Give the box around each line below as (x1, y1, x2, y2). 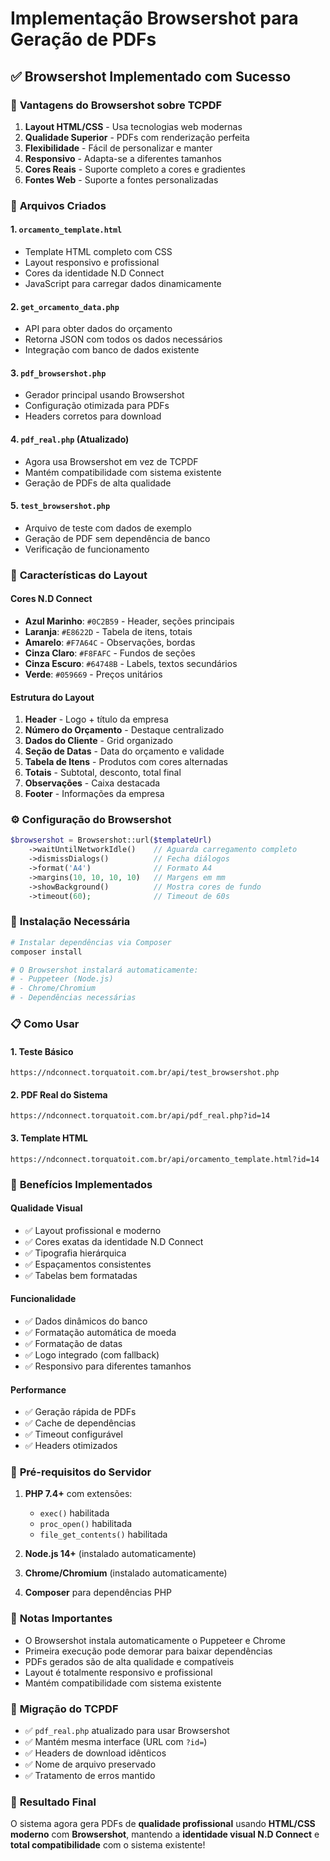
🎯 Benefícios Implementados (10, 1177, 153, 1191)
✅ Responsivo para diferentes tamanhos (24, 1360, 192, 1372)
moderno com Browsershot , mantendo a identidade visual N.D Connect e (10, 1828, 320, 1841)
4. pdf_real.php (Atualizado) (10, 433, 130, 445)
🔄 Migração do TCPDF (10, 1702, 119, 1716)
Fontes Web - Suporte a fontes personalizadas (24, 173, 219, 186)
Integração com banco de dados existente (24, 344, 200, 356)
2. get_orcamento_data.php (10, 300, 120, 312)
